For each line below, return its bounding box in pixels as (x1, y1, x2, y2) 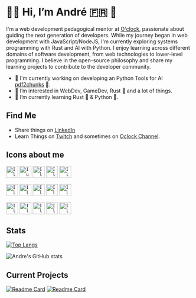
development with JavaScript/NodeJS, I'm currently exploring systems (6, 38, 178, 45)
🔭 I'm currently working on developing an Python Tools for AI (14, 74, 164, 82)
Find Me (6, 111, 37, 121)
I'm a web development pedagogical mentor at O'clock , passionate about (6, 25, 184, 32)
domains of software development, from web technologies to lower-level (6, 50, 183, 57)
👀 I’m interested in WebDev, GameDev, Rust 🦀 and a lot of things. (14, 87, 172, 94)
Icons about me (6, 150, 64, 160)
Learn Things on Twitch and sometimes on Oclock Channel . (14, 133, 161, 140)
